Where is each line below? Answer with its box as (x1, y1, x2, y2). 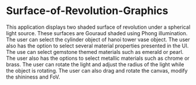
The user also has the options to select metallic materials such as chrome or (6, 55, 190, 62)
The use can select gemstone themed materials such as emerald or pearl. (6, 48, 184, 55)
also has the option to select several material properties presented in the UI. (6, 42, 189, 49)
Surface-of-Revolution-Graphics (6, 4, 169, 18)
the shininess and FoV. (6, 73, 60, 80)
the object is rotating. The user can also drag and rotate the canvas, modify (6, 67, 188, 74)
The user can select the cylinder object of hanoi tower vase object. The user (6, 36, 190, 43)
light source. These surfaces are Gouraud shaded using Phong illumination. (6, 29, 188, 36)
